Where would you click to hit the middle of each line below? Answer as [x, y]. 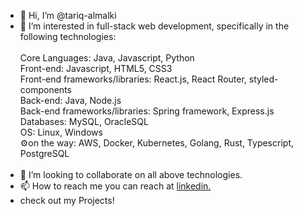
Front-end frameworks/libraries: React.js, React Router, [133, 79]
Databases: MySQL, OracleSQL [84, 121]
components [45, 89]
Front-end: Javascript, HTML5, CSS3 [96, 68]
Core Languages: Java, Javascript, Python [107, 58]
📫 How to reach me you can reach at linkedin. [115, 186]
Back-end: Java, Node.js [70, 100]
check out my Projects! [67, 200]
